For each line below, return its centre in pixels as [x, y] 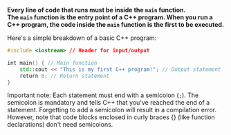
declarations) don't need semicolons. [60, 125]
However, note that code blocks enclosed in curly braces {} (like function [111, 117]
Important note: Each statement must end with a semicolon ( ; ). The [103, 95]
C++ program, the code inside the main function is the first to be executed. [116, 24]
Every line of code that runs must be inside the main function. [96, 10]
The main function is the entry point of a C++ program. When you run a [110, 17]
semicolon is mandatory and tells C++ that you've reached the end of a [109, 103]
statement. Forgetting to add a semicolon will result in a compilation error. [112, 110]
